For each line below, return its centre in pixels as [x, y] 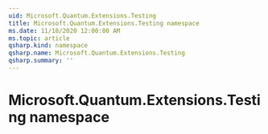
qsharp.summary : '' [41, 61]
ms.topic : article [39, 38]
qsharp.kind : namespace [48, 46]
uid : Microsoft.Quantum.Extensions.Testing [82, 16]
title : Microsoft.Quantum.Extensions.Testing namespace [104, 23]
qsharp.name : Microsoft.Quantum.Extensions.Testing [97, 53]
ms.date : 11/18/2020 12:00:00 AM [64, 30]
